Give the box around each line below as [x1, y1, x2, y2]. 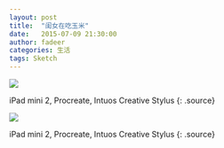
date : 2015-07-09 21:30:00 [9, 29, 117, 38]
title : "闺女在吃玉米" [9, 21, 89, 30]
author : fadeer [9, 37, 66, 47]
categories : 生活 [9, 46, 71, 55]
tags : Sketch [9, 54, 58, 63]
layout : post [9, 12, 58, 22]
